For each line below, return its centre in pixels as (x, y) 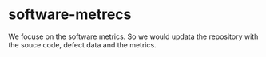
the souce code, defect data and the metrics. (83, 44)
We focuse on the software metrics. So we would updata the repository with (133, 36)
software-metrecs (70, 15)
